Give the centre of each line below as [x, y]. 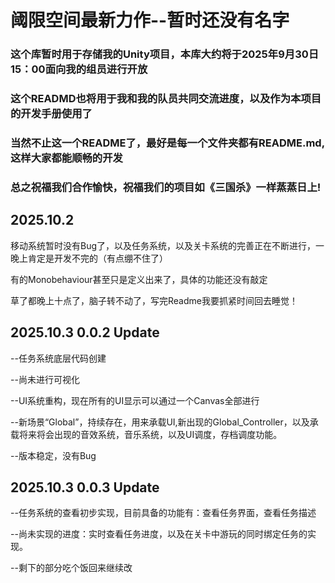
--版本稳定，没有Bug [53, 455]
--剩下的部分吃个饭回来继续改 [71, 568]
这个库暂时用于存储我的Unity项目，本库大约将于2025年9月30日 [165, 54]
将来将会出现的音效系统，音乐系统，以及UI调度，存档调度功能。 [150, 434]
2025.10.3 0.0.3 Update [85, 487]
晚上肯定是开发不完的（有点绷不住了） [89, 258]
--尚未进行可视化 [45, 379]
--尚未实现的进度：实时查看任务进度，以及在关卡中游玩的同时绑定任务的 [159, 534]
